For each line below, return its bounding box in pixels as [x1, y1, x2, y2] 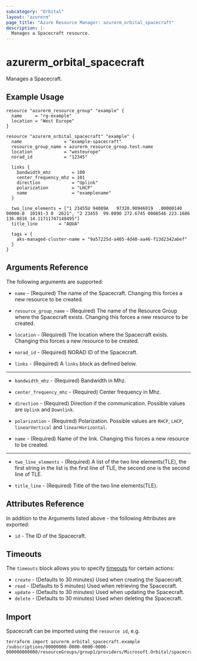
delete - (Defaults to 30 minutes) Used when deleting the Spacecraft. [14, 595, 183, 602]
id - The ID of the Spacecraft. [14, 532, 87, 539]
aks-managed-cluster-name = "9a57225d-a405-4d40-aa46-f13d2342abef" [16, 236, 188, 242]
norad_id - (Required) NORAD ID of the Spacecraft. [14, 348, 138, 355]
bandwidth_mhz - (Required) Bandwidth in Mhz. [14, 377, 126, 384]
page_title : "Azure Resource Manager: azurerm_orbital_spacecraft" [6, 19, 175, 25]
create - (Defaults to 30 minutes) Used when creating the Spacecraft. [14, 576, 184, 583]
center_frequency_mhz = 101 [16, 175, 85, 180]
